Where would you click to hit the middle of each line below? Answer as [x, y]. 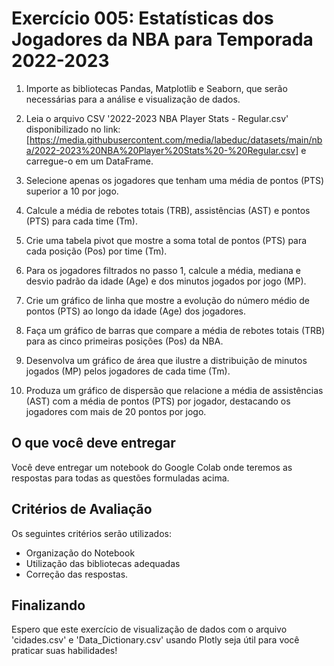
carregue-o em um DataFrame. [89, 161]
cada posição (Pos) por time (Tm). [96, 251]
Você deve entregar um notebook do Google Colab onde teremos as [152, 467]
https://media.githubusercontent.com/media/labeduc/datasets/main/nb [176, 139]
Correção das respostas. [77, 574]
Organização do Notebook [80, 553]
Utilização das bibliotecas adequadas [103, 563]
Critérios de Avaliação [82, 509]
